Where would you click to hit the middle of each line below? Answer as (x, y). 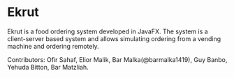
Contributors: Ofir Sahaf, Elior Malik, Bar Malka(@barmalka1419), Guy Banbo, (117, 59)
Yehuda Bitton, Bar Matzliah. (48, 67)
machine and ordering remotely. (53, 46)
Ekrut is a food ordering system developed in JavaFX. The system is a (108, 31)
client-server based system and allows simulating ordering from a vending (114, 38)
